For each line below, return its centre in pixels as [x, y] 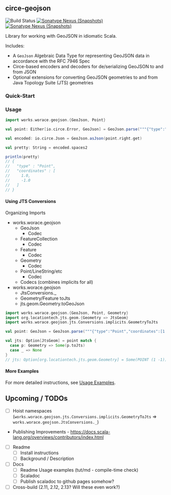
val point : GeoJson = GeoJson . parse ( [45, 332]
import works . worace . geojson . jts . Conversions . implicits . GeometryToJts [82, 323]
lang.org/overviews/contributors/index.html [58, 437]
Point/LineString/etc [41, 271]
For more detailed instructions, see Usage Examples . [61, 382]
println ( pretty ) [22, 157]
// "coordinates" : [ [31, 171]
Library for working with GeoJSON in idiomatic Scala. [61, 36]
